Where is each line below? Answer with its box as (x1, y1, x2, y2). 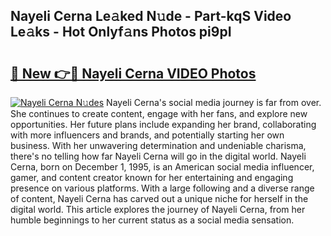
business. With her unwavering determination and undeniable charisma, (10, 140, 307, 151)
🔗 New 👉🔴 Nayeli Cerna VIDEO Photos (10, 65, 257, 82)
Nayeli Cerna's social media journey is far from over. (106, 97, 322, 108)
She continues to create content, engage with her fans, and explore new (10, 108, 308, 119)
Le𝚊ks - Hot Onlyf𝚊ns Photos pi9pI (10, 24, 232, 41)
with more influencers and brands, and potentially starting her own (10, 129, 285, 141)
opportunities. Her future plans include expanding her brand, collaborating (10, 119, 317, 130)
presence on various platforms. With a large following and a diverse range (10, 182, 315, 194)
